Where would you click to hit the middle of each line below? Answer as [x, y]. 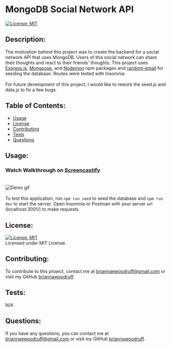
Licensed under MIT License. [36, 243]
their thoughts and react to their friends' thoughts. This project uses [77, 63]
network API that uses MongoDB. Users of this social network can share [81, 57]
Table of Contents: [35, 106]
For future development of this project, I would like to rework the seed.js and [86, 84]
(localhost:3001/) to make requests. [43, 209]
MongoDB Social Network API [70, 9]
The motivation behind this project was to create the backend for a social [82, 51]
